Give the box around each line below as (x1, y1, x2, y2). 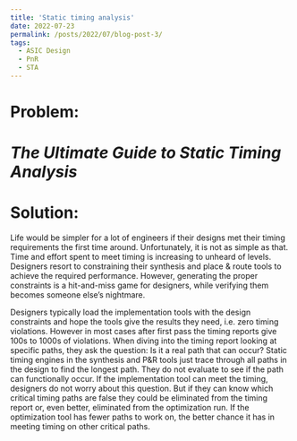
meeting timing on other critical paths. (10, 421, 150, 432)
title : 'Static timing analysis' (10, 13, 135, 22)
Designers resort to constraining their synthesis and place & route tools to (10, 261, 282, 272)
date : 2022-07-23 (10, 22, 75, 30)
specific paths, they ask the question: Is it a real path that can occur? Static (10, 345, 287, 356)
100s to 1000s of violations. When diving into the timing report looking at (10, 335, 277, 346)
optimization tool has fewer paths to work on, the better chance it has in (10, 411, 276, 422)
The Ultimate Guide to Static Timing (10, 143, 282, 163)
